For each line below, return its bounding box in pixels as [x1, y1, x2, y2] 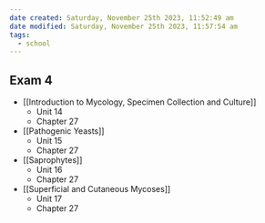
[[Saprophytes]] [22, 155, 83, 166]
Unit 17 [36, 193, 62, 205]
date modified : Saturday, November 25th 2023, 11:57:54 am [9, 22, 239, 31]
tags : [9, 30, 30, 39]
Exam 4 [9, 72, 53, 87]
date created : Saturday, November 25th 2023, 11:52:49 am [9, 13, 234, 23]
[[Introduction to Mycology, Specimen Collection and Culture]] [22, 96, 257, 107]
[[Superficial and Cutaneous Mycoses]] [22, 184, 171, 195]
